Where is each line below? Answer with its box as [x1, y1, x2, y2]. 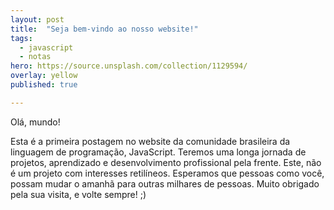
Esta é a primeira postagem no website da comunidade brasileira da [10, 135, 291, 147]
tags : [10, 33, 33, 43]
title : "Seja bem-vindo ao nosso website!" [10, 24, 199, 34]
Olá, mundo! [10, 116, 61, 128]
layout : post [10, 14, 65, 25]
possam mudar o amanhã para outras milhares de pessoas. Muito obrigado [10, 177, 320, 190]
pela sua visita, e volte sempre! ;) [10, 188, 147, 200]
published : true [10, 80, 78, 90]
